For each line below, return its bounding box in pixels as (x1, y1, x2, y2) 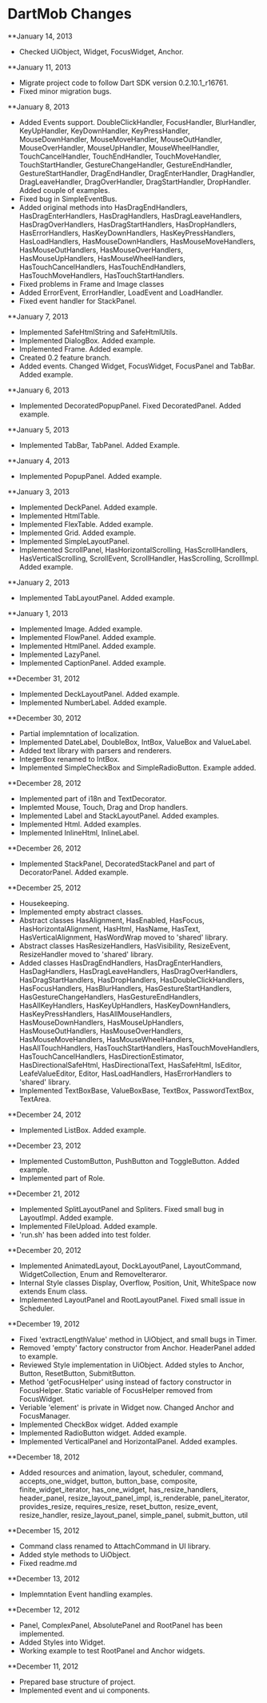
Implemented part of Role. (18, 1173, 106, 1182)
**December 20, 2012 (7, 1245, 82, 1254)
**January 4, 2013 (7, 456, 70, 465)
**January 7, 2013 (7, 312, 69, 321)
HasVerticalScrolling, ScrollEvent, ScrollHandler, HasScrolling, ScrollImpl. (18, 554, 259, 563)
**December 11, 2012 (7, 1661, 79, 1671)
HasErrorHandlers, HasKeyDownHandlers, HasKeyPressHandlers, (18, 227, 236, 237)
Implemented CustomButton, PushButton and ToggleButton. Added (18, 1156, 241, 1166)
